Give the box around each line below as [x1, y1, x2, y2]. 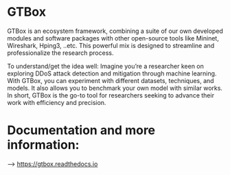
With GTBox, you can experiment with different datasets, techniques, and [7, 76, 214, 84]
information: [7, 137, 80, 153]
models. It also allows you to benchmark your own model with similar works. [7, 84, 223, 92]
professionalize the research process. [7, 49, 114, 57]
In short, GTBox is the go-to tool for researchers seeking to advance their [7, 91, 215, 100]
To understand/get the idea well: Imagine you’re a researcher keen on [7, 62, 205, 70]
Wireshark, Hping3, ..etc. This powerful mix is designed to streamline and [7, 41, 215, 49]
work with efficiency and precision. [7, 98, 106, 106]
